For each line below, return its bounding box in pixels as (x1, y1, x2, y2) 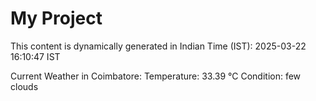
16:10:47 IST (10, 50, 61, 62)
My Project (10, 7, 103, 30)
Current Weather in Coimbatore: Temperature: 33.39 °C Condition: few (10, 70, 302, 82)
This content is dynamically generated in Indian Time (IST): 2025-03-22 (10, 40, 307, 52)
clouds (10, 80, 39, 92)
